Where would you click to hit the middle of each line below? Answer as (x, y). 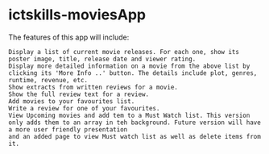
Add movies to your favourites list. (72, 101)
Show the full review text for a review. (79, 94)
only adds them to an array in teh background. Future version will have (135, 123)
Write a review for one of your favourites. (84, 108)
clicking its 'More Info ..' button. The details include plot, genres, (133, 73)
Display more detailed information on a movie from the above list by (129, 66)
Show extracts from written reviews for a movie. (93, 87)
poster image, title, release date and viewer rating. (102, 59)
